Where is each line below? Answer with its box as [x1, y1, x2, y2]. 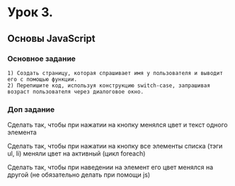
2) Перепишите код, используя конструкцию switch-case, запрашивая [7, 82, 211, 89]
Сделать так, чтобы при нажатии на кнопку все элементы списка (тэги [7, 142, 223, 151]
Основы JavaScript [7, 33, 96, 45]
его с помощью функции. [7, 76, 78, 83]
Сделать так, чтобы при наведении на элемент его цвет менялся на [7, 163, 214, 172]
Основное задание [7, 54, 76, 64]
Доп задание [7, 104, 55, 114]
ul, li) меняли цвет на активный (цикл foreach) [7, 149, 146, 158]
